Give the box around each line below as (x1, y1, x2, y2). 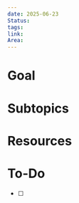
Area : (7, 37, 23, 44)
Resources (7, 132, 73, 149)
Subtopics (7, 100, 69, 116)
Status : (7, 17, 31, 24)
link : (7, 30, 23, 38)
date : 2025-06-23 (7, 10, 59, 18)
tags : (7, 24, 23, 31)
